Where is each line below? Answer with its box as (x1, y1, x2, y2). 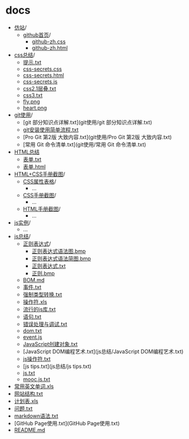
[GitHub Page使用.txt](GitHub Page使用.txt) (14, 419, 120, 427)
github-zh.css (31, 38, 66, 45)
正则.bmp (31, 270, 55, 277)
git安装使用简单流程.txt (22, 126, 79, 133)
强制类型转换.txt (22, 291, 63, 298)
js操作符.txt (22, 355, 51, 362)
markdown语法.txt (14, 412, 58, 419)
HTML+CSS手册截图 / (14, 170, 66, 178)
